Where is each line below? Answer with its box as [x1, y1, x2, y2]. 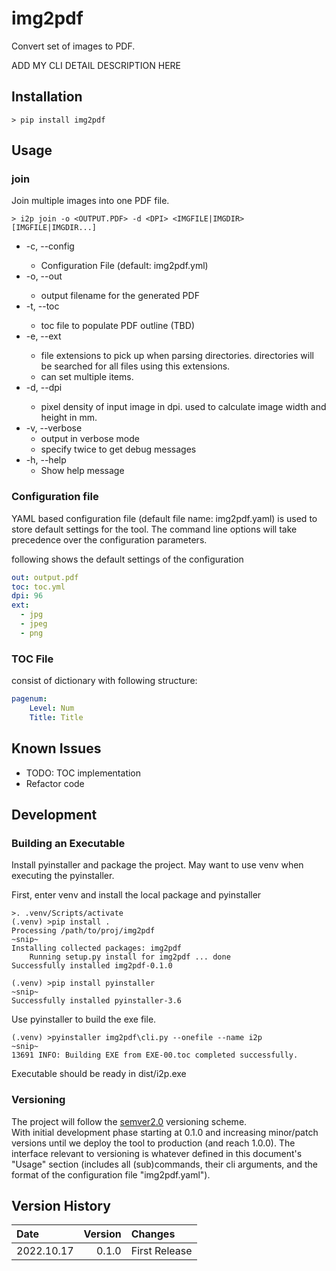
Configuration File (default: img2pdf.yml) [40, 260, 209, 272]
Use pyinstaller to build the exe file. [11, 1013, 157, 1026]
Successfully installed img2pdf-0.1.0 [11, 961, 173, 971]
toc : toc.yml [11, 582, 66, 592]
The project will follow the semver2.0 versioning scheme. [11, 1115, 248, 1127]
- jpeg [20, 619, 48, 629]
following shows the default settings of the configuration [11, 553, 244, 565]
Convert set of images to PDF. [11, 40, 136, 52]
